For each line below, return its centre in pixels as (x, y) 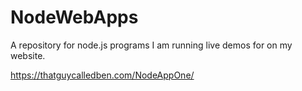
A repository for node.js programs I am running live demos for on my (151, 45)
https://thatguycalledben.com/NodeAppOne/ (102, 75)
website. (28, 55)
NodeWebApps (74, 17)
